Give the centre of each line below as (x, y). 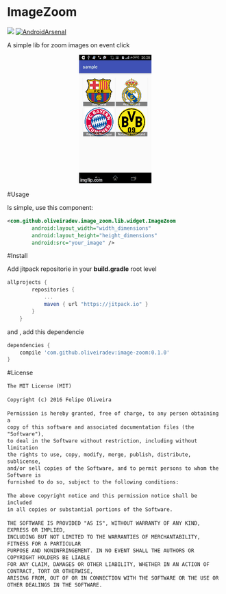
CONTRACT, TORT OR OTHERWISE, (50, 571)
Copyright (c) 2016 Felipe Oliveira (59, 400)
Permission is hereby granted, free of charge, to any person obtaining (113, 414)
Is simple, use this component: (50, 207)
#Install (17, 256)
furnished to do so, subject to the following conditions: (93, 482)
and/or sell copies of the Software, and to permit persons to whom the (113, 468)
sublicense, (24, 462)
